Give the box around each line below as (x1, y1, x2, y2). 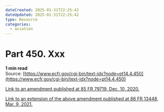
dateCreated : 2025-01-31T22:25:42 (5, 7, 79, 13)
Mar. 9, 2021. (5, 101, 33, 107)
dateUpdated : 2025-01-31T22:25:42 (5, 12, 79, 17)
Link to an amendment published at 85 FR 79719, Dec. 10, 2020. (5, 86, 140, 92)
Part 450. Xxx (5, 48, 65, 60)
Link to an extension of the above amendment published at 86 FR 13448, (5, 96, 159, 102)
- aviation (10, 26, 33, 32)
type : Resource (5, 17, 38, 22)
